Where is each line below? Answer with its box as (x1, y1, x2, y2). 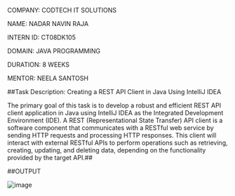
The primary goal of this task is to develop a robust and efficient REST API (7, 101, 222, 110)
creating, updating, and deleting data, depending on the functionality (7, 146, 206, 154)
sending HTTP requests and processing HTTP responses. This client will (7, 131, 217, 139)
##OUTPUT (7, 167, 41, 175)
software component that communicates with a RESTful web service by (7, 124, 214, 132)
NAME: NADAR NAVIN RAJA (7, 20, 89, 27)
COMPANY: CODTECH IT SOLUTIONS (7, 6, 117, 14)
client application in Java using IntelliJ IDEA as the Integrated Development (7, 109, 224, 117)
